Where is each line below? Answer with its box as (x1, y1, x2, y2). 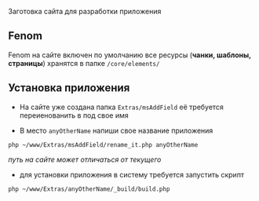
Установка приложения (8, 82, 130, 95)
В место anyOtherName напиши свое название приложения (19, 126, 213, 135)
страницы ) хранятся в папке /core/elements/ (8, 58, 160, 68)
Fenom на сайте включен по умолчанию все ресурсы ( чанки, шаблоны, (8, 50, 251, 60)
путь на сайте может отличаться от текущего (8, 155, 162, 164)
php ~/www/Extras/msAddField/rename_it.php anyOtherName (8, 141, 199, 148)
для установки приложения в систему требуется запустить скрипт (19, 170, 245, 179)
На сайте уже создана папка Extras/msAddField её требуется (19, 102, 224, 111)
